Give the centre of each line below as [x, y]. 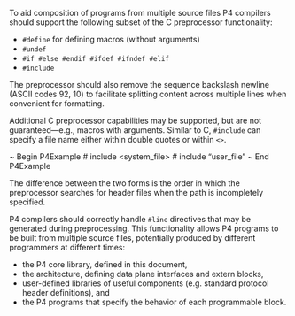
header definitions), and [66, 293]
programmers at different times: [67, 247]
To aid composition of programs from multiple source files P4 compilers [140, 13]
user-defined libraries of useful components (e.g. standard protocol [145, 283]
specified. [27, 202]
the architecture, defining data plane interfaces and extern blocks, [143, 274]
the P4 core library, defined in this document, [105, 264]
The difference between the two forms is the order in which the [125, 183]
